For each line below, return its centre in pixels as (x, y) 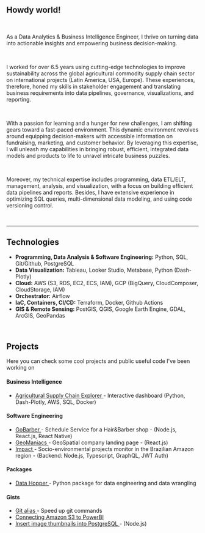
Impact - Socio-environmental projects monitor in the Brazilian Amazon (104, 449)
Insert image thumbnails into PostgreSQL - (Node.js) (81, 524)
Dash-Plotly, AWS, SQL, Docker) (56, 402)
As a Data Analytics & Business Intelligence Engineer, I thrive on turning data (103, 37)
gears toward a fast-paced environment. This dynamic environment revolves (103, 129)
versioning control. (30, 205)
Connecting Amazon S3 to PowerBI (59, 517)
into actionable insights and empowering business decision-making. (92, 43)
